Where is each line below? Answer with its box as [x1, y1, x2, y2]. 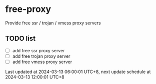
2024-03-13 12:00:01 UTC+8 [5, 74, 64, 80]
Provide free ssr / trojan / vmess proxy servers [5, 20, 101, 26]
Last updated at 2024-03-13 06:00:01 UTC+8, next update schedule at [5, 69, 151, 75]
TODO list [5, 34, 36, 43]
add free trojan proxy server [12, 53, 70, 59]
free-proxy [5, 3, 51, 15]
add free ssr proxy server [12, 47, 65, 53]
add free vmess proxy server [12, 59, 72, 65]
